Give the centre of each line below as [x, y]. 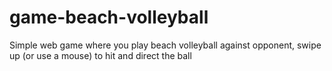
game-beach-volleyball [109, 17]
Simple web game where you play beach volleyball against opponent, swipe [165, 45]
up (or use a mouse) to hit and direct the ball [100, 55]
